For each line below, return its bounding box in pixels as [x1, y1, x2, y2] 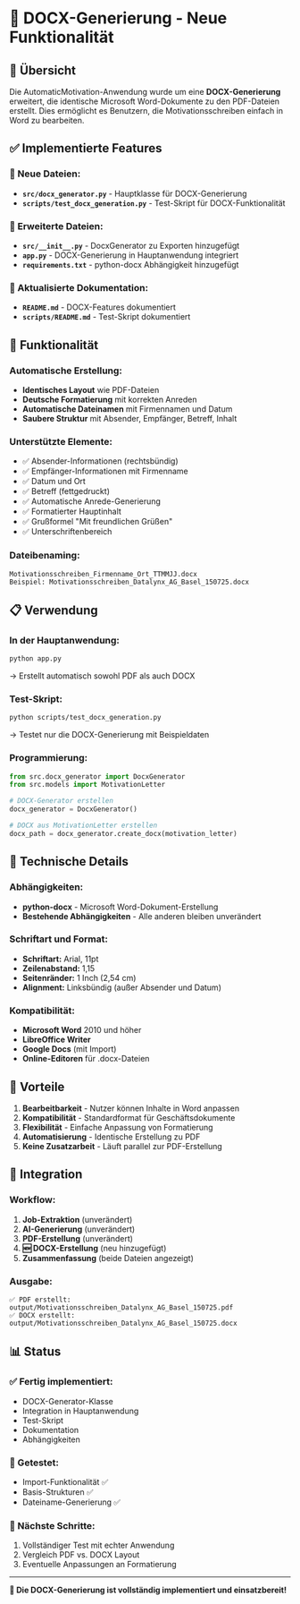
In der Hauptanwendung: [9, 634, 121, 646]
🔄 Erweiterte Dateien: [9, 219, 104, 232]
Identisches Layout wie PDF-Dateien [21, 384, 160, 395]
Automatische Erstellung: [9, 364, 123, 377]
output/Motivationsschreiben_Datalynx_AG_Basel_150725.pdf [9, 1302, 234, 1312]
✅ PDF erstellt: [9, 1295, 71, 1304]
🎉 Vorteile [9, 1079, 65, 1095]
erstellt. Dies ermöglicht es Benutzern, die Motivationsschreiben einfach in [9, 106, 284, 115]
